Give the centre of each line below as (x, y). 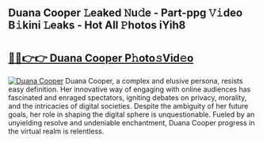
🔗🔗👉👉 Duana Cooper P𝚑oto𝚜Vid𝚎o (101, 58)
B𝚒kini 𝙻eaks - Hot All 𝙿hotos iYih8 (97, 26)
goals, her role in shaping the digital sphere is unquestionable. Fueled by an (131, 114)
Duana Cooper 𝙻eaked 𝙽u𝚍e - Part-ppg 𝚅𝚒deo (126, 13)
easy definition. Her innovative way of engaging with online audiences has (130, 89)
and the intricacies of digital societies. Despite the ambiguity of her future (128, 106)
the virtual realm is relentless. (56, 131)
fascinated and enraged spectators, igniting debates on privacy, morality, (128, 97)
